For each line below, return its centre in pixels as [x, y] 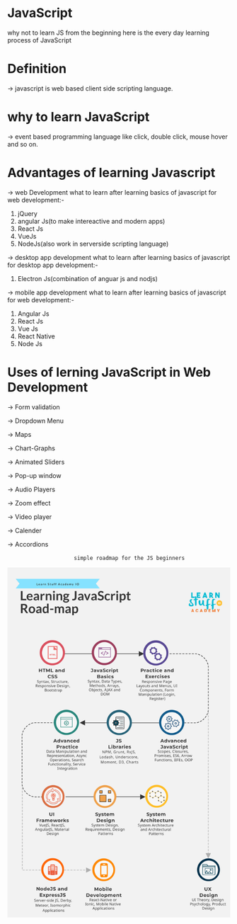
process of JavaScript [40, 40]
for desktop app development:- [53, 265]
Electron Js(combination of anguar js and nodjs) [87, 278]
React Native [36, 336]
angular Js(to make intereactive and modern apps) [91, 221]
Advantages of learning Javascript [111, 173]
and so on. [23, 144]
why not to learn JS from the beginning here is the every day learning [109, 33]
